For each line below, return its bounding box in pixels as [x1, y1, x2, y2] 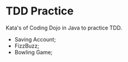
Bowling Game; [14, 48, 53, 55]
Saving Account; [14, 36, 56, 43]
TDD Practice [5, 4, 74, 18]
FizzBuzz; [14, 42, 40, 49]
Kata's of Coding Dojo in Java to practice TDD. [5, 24, 123, 31]
